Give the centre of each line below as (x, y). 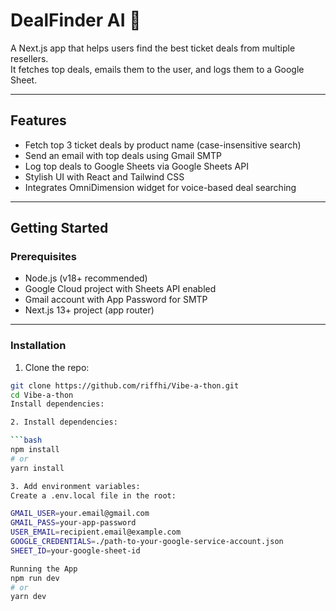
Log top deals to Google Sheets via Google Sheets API (136, 166)
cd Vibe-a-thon (42, 395)
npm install (35, 450)
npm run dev (35, 578)
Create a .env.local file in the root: (93, 495)
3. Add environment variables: (75, 486)
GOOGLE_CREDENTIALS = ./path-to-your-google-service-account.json (147, 542)
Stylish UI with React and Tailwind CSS (104, 176)
